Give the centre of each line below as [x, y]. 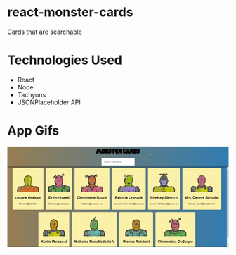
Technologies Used [65, 60]
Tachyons [32, 94]
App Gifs [33, 131]
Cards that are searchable [45, 32]
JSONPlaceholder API [49, 102]
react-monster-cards [70, 12]
